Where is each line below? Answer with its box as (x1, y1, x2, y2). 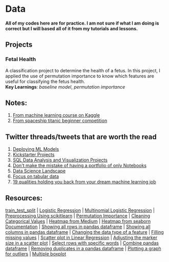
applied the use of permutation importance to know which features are (5, 73, 155, 79)
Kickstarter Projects (12, 152, 55, 158)
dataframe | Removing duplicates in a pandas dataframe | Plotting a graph (5, 246, 161, 252)
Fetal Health (5, 56, 36, 63)
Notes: (5, 98, 27, 108)
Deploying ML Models (12, 146, 59, 152)
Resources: (5, 193, 43, 203)
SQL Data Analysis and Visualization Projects (12, 157, 108, 163)
